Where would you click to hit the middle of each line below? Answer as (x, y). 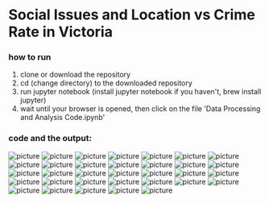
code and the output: (50, 139)
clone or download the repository (75, 75)
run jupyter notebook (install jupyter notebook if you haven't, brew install (141, 92)
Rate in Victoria (60, 32)
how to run (30, 57)
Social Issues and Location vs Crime (132, 15)
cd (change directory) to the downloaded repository (106, 83)
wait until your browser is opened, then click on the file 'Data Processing (140, 109)
